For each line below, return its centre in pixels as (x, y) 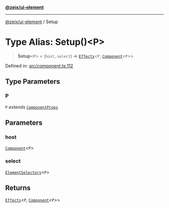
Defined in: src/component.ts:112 (39, 65)
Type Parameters (33, 82)
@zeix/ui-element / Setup (32, 22)
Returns (18, 188)
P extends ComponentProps (32, 107)
